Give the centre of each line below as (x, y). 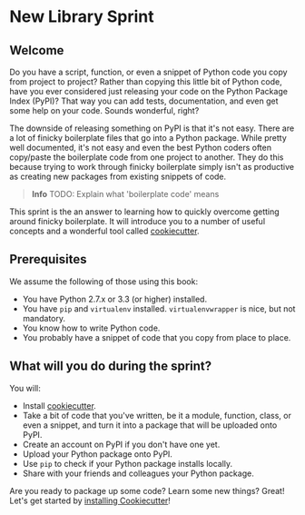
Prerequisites (48, 259)
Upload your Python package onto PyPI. (97, 454)
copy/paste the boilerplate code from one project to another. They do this (147, 157)
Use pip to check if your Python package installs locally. (128, 463)
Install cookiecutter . (59, 405)
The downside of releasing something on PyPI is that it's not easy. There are (152, 128)
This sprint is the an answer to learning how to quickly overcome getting (144, 212)
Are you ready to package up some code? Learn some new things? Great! (147, 490)
